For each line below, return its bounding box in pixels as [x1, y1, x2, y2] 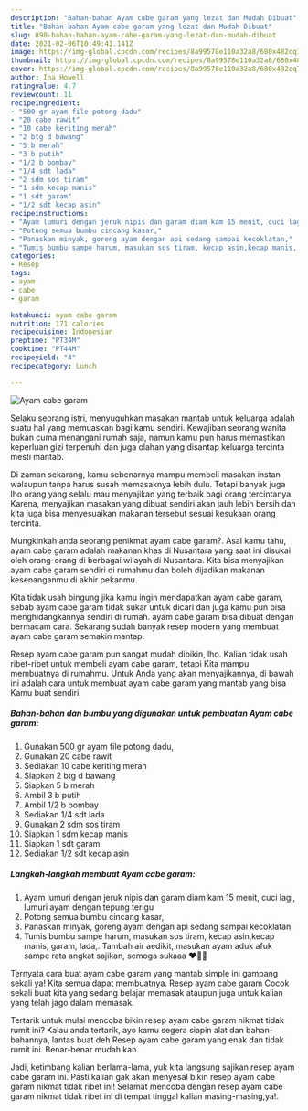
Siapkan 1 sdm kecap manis [23, 828, 129, 839]
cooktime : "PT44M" [10, 345, 80, 354]
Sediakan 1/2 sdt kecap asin [23, 848, 130, 859]
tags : [10, 269, 31, 278]
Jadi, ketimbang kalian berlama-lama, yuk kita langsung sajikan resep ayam [10, 1062, 295, 1073]
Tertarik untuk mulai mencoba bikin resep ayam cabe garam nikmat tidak [10, 1014, 284, 1025]
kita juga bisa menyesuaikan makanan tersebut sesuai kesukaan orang [10, 507, 277, 518]
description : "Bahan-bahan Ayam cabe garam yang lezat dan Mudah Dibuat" [10, 13, 298, 23]
